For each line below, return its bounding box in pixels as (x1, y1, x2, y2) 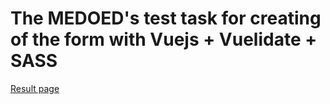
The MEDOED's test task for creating (10, 7, 322, 30)
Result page (10, 82, 60, 94)
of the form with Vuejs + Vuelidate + (10, 28, 318, 51)
